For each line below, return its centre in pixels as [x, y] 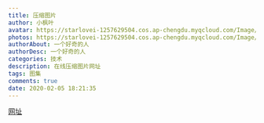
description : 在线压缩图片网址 [55, 67]
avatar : [21, 30]
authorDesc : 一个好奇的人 [47, 52]
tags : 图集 [25, 74]
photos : [21, 37]
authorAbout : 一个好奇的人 [49, 45]
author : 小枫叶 [31, 23]
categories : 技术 [35, 60]
